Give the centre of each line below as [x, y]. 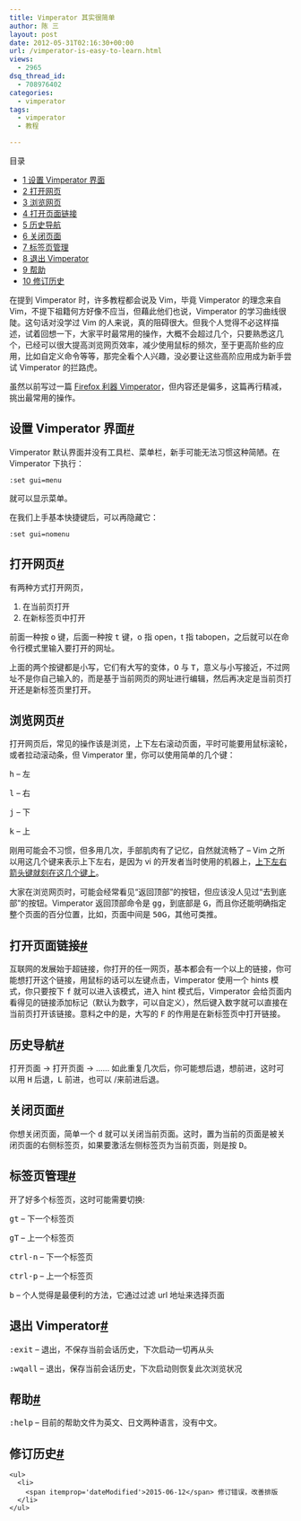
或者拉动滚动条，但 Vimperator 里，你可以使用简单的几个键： [122, 755]
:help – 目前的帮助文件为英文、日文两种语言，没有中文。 [116, 1423]
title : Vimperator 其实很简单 [62, 18]
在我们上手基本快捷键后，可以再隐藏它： [84, 517]
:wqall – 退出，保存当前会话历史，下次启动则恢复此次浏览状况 [126, 1368]
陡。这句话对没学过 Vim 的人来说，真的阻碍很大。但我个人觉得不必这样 [140, 323]
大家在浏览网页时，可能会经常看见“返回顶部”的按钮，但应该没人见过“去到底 [148, 892]
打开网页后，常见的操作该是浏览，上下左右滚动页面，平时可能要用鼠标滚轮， [150, 744]
